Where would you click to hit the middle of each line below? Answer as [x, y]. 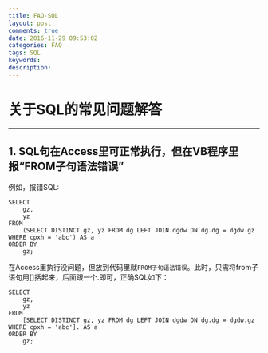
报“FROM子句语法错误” [66, 167]
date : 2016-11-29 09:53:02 [53, 38]
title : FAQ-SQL [33, 16]
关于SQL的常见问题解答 [85, 109]
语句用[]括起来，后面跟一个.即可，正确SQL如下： [89, 277]
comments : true [33, 30]
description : [30, 68]
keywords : [25, 61]
